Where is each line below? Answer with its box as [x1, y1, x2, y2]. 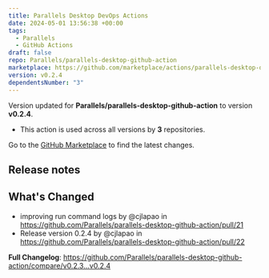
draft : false [8, 49, 52, 57]
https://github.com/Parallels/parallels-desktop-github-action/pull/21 [19, 220, 244, 229]
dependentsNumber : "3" [8, 78, 84, 86]
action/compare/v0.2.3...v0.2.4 [8, 260, 111, 270]
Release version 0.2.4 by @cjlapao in [19, 228, 143, 238]
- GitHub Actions [15, 42, 74, 50]
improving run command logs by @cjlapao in [19, 211, 168, 220]
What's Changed [8, 190, 94, 204]
